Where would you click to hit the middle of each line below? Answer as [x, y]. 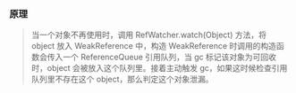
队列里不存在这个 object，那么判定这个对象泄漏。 [122, 79]
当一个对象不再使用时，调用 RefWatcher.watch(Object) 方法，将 [148, 35]
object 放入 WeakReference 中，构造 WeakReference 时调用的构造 [154, 46]
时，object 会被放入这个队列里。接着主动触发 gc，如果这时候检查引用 [159, 68]
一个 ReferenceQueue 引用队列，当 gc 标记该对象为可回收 [169, 57]
